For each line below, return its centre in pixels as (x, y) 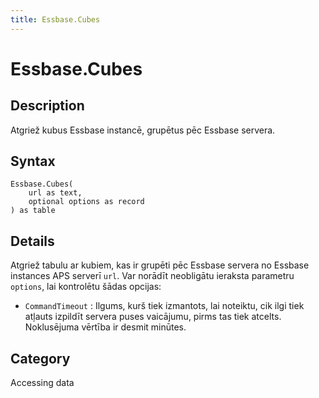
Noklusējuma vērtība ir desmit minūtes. (105, 327)
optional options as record (86, 202)
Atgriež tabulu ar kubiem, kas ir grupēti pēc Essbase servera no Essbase (160, 265)
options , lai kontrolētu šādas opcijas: (86, 287)
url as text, (55, 193)
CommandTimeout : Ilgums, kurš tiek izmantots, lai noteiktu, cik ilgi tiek (164, 306)
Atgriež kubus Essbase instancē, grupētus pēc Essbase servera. (143, 130)
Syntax (33, 161)
